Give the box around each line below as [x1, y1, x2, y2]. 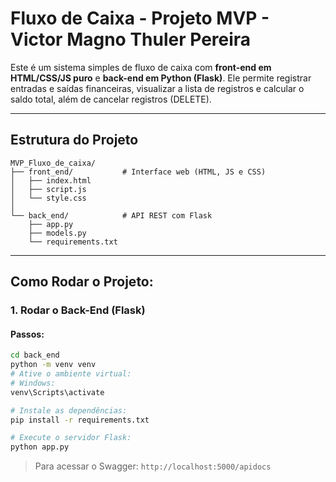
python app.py [10, 442, 70, 452]
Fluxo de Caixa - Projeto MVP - [10, 7, 270, 30]
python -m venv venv [10, 360, 97, 370]
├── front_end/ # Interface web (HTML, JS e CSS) [10, 167, 267, 177]
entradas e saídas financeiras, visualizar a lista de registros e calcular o [10, 82, 305, 94]
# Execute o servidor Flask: [10, 433, 132, 443]
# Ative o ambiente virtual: [10, 369, 132, 379]
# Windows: [10, 378, 56, 388]
